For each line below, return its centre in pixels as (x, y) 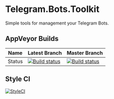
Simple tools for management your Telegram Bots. (57, 23)
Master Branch (85, 52)
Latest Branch (44, 52)
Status (15, 61)
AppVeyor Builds (32, 39)
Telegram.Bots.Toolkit (52, 9)
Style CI (18, 79)
